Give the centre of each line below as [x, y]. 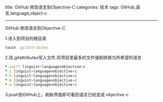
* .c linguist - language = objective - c [41, 71]
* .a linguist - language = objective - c [41, 85]
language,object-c [29, 13]
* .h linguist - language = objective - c [41, 76]
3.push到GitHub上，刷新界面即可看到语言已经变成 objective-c [67, 95]
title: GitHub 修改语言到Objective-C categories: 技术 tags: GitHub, [70, 7]
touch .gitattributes [27, 48]
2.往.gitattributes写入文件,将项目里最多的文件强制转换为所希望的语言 [73, 57]
